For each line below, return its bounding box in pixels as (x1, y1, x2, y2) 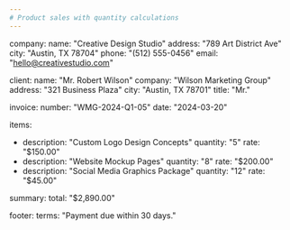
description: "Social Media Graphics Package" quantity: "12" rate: (22, 165, 266, 176)
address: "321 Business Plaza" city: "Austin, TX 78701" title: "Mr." (9, 84, 250, 95)
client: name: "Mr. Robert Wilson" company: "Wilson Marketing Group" (9, 74, 272, 86)
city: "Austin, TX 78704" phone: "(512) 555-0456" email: (9, 47, 219, 59)
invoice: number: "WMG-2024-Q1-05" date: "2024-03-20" (9, 101, 228, 113)
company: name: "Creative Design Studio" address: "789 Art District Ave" (9, 38, 282, 49)
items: (9, 119, 32, 130)
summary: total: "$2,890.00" (9, 192, 115, 203)
